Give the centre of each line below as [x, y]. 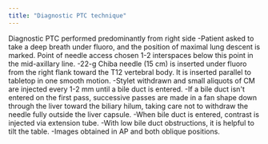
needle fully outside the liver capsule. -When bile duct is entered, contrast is [134, 114]
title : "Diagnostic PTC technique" [68, 16]
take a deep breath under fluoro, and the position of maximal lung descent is [134, 47]
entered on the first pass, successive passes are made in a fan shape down [133, 97]
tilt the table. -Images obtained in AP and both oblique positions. [114, 131]
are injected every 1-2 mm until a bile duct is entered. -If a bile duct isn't [127, 89]
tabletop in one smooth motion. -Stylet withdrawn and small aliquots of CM [132, 80]
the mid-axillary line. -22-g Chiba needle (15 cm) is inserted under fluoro [128, 64]
